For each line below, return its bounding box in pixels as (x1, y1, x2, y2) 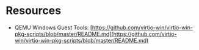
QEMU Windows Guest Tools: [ (14, 24, 93, 31)
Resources (5, 4, 62, 18)
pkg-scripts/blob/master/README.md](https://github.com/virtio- (14, 30, 178, 37)
